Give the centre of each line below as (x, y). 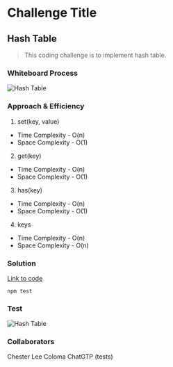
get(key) (29, 156)
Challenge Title (52, 13)
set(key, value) (38, 121)
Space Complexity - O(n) (53, 245)
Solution (22, 263)
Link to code (25, 278)
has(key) (30, 190)
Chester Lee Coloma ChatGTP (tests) (60, 357)
